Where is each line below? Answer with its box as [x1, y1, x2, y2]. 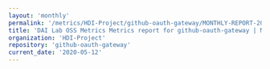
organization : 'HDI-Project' [8, 33, 106, 42]
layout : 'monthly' [8, 11, 70, 20]
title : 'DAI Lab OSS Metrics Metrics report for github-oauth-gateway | [8, 26, 257, 34]
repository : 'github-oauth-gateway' [8, 41, 131, 49]
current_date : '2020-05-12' [8, 48, 103, 56]
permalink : [8, 19, 45, 27]
